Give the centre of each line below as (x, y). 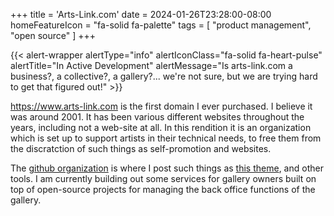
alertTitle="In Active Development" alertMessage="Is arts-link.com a (151, 65)
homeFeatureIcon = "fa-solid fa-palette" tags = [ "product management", (161, 25)
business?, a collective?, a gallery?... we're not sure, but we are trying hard (164, 76)
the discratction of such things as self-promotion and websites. (141, 148)
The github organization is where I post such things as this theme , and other (167, 168)
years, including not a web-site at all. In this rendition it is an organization (161, 127)
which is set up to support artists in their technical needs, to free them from (166, 138)
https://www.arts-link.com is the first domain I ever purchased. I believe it (161, 106)
